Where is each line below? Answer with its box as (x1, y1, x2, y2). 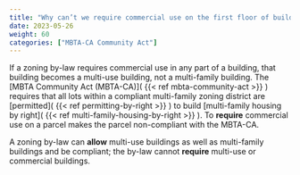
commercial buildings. (9, 155, 91, 166)
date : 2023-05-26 (9, 21, 74, 30)
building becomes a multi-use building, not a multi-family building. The (9, 72, 270, 83)
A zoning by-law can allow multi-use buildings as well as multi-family (9, 137, 264, 147)
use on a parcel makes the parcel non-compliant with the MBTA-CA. (9, 120, 260, 130)
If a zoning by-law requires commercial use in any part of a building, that (9, 62, 277, 73)
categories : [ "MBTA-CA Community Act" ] (9, 37, 158, 47)
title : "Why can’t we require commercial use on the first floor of (9, 12, 270, 22)
